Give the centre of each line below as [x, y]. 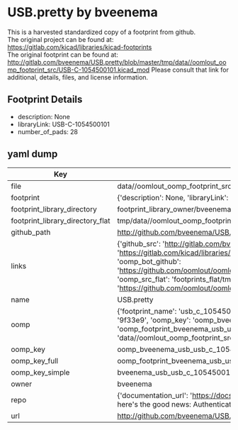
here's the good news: [154, 404]
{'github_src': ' [141, 243]
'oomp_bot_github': [149, 261]
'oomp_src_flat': [143, 279]
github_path [31, 232]
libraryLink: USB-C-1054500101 [63, 124]
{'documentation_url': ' [154, 395]
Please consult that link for [190, 70]
